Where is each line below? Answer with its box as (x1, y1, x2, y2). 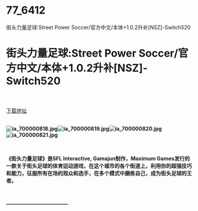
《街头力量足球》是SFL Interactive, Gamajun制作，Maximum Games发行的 (6, 154, 190, 162)
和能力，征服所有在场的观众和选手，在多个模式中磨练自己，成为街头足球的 (6, 169, 187, 177)
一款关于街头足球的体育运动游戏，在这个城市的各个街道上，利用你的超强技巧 (6, 162, 192, 169)
